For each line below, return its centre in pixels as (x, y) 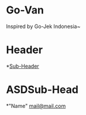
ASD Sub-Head (42, 90)
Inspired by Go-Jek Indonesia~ (43, 26)
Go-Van (25, 10)
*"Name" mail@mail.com (36, 106)
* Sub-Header (23, 66)
